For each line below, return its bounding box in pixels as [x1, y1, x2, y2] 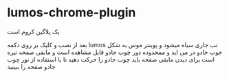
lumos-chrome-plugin [7, 5, 136, 21]
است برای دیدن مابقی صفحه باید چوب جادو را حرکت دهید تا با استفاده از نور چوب [7, 55, 215, 63]
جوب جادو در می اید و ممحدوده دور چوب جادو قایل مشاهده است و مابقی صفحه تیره [7, 48, 223, 56]
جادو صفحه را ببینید [7, 62, 56, 70]
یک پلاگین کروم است [7, 27, 60, 36]
